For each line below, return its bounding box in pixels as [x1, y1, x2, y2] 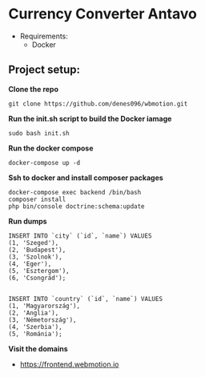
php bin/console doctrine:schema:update [8, 202, 146, 211]
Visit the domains [8, 343, 68, 353]
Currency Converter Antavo [8, 5, 198, 23]
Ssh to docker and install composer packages [8, 173, 164, 182]
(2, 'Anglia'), [8, 309, 59, 317]
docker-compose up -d [8, 158, 81, 166]
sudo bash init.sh [8, 129, 70, 137]
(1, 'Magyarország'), [8, 302, 81, 310]
